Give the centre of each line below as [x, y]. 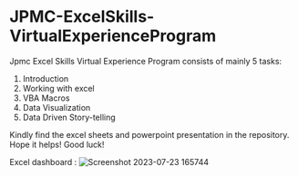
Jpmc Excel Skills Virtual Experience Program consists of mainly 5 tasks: [146, 61]
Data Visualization [57, 107]
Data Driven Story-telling [69, 117]
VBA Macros [46, 98]
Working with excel [59, 88]
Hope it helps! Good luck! [57, 144]
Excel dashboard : [43, 161]
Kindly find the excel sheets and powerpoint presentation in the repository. [149, 134]
